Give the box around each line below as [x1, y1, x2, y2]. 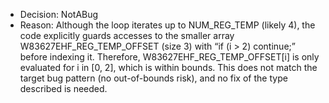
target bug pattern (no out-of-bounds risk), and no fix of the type [19, 72, 288, 84]
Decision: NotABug [19, 9, 99, 20]
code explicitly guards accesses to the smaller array [19, 30, 235, 41]
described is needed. [19, 83, 108, 94]
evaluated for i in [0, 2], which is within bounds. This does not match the [19, 62, 318, 73]
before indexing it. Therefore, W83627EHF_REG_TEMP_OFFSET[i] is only [19, 51, 320, 63]
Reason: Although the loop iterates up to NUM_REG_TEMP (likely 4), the [19, 19, 316, 31]
